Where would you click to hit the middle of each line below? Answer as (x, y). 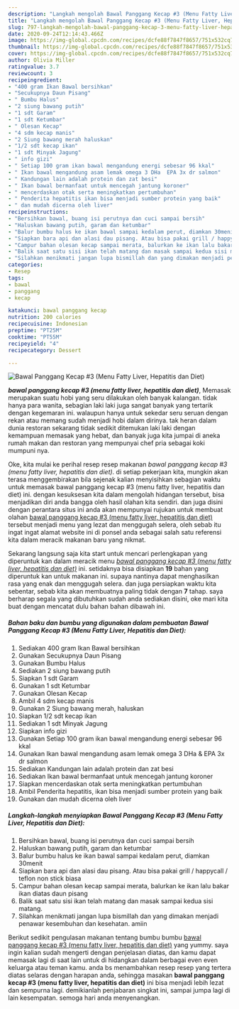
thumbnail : (24, 47)
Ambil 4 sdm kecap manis (56, 701)
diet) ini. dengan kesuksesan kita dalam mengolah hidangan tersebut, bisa (116, 495)
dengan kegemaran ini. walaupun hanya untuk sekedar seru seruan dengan (118, 413)
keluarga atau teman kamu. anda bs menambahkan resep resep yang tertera (119, 968)
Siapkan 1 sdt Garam (48, 678)
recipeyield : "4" (34, 344)
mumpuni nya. (29, 451)
